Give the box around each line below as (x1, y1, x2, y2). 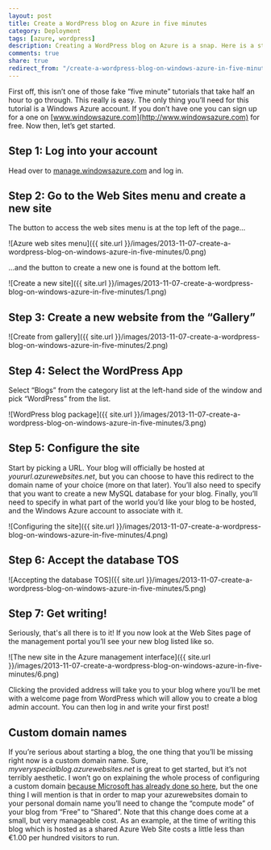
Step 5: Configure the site (8, 442, 140, 455)
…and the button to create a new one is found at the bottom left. (8, 263, 221, 273)
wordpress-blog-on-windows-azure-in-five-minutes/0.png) (8, 247, 207, 257)
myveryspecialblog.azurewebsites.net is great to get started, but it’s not (8, 764, 248, 774)
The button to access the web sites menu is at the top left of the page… (8, 223, 246, 232)
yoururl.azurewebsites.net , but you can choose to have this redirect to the (8, 471, 254, 481)
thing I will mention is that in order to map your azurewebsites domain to (8, 790, 248, 800)
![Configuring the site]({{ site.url (8, 521, 115, 531)
